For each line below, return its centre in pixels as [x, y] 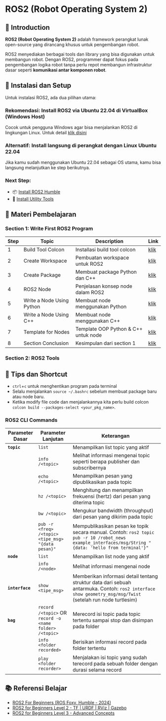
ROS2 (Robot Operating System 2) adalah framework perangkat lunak [77, 39]
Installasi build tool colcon [105, 250]
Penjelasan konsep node [104, 286]
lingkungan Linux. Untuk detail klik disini [46, 133]
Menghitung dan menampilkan [108, 490]
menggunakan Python [101, 307]
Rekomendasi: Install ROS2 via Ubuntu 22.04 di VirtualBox [77, 110]
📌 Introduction [28, 28]
